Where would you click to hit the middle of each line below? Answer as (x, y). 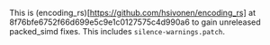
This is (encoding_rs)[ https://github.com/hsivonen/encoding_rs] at (133, 13)
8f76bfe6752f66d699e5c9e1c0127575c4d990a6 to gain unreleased (135, 22)
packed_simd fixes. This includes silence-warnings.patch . (117, 31)
